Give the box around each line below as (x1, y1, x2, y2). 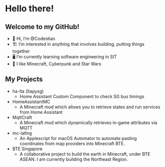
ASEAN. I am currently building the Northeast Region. (19, 156, 128, 162)
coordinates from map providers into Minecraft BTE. (19, 140, 125, 146)
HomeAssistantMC (12, 99, 51, 104)
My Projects (5, 75, 43, 84)
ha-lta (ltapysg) (12, 88, 44, 94)
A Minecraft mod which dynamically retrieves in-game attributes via (19, 119, 158, 126)
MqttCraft (12, 114, 32, 120)
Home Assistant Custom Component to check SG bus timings (19, 93, 144, 99)
